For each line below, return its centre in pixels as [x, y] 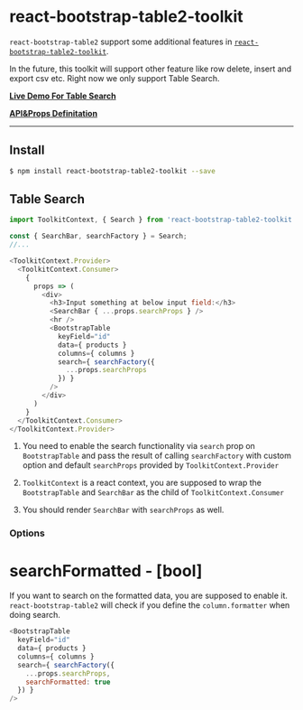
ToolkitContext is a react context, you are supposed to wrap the [142, 483]
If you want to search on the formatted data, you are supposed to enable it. [149, 596]
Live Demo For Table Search [63, 96]
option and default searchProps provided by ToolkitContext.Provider [151, 465]
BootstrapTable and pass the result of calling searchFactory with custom [156, 456]
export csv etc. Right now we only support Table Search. [115, 78]
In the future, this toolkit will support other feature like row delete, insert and [151, 69]
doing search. [35, 615]
